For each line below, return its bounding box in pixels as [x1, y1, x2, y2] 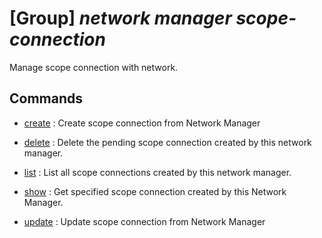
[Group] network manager [9, 7, 232, 30]
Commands [9, 90, 84, 107]
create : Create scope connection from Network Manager [23, 117, 261, 129]
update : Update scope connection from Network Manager [23, 215, 266, 227]
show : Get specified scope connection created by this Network [23, 185, 287, 197]
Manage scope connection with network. [9, 61, 179, 73]
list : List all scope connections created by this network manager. [23, 166, 292, 178]
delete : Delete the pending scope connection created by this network [23, 136, 312, 148]
